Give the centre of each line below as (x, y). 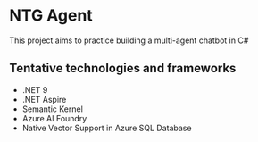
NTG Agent (51, 16)
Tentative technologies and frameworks (123, 68)
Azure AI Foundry (54, 118)
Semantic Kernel (52, 109)
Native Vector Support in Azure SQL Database (107, 128)
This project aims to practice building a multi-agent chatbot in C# (129, 40)
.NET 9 (35, 89)
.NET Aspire (44, 99)
